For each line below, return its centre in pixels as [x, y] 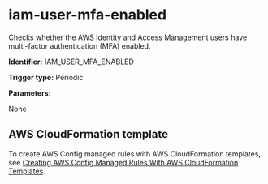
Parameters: [30, 93]
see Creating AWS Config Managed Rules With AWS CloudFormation [123, 162]
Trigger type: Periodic [46, 77]
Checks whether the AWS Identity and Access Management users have [128, 37]
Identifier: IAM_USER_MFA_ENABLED [71, 62]
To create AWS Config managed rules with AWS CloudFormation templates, [135, 154]
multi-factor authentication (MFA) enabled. [80, 45]
